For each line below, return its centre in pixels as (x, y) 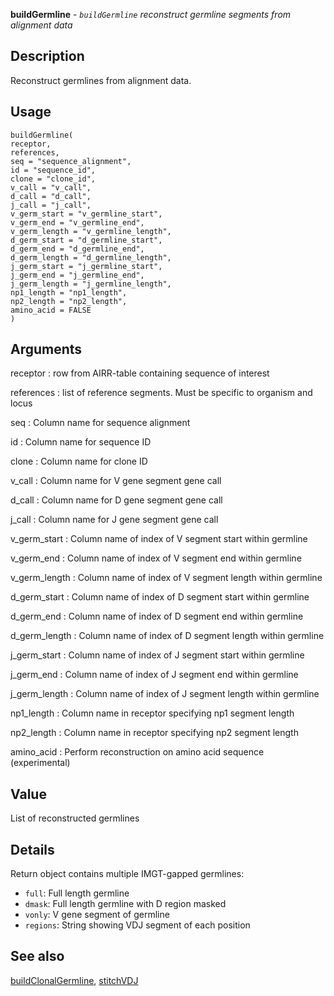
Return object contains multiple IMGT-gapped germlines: (127, 874)
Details (32, 849)
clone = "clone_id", (53, 179)
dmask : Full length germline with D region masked (125, 904)
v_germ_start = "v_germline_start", (86, 214)
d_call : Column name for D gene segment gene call (116, 500)
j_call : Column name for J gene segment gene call (114, 520)
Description (47, 56)
